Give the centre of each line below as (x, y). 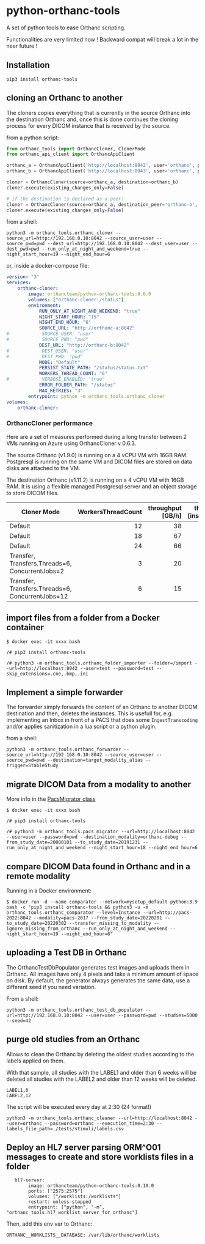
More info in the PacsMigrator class (51, 799)
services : (19, 283)
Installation (28, 65)
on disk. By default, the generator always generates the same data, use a (98, 980)
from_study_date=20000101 (39, 842)
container (25, 628)
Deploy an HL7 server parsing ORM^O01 (84, 1147)
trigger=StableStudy (33, 766)
